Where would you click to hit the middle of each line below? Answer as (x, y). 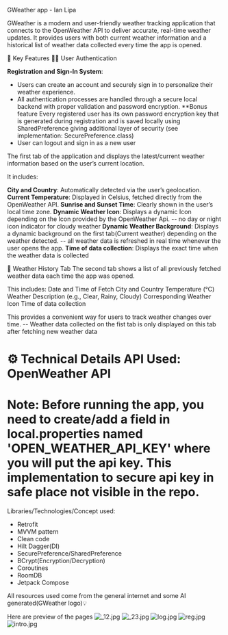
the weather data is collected (48, 255)
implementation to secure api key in (111, 478)
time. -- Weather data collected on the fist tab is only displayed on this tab (112, 324)
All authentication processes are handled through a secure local (107, 99)
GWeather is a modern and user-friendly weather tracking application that (111, 23)
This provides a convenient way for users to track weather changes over (109, 317)
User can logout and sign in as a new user (76, 143)
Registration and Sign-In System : (55, 72)
